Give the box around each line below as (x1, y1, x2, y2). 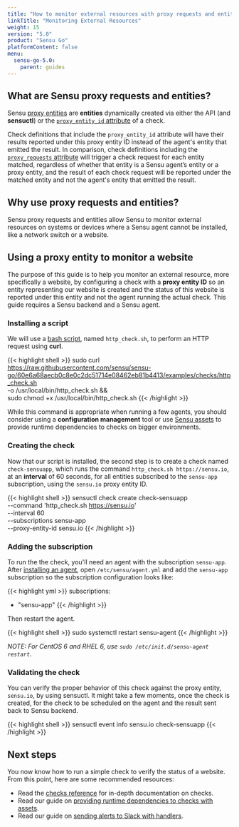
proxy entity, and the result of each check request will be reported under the (7, 168, 231, 177)
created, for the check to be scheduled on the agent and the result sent (7, 699, 217, 707)
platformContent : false (7, 44, 78, 51)
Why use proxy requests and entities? (7, 196, 179, 208)
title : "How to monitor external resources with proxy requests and (7, 10, 215, 18)
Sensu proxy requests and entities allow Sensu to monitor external (7, 215, 201, 224)
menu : (7, 51, 23, 58)
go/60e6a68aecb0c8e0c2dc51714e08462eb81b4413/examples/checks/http (7, 371, 231, 380)
